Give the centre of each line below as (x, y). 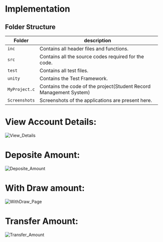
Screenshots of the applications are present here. (96, 100)
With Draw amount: (45, 188)
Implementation (38, 9)
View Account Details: (51, 122)
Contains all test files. (64, 70)
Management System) (65, 92)
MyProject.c (21, 89)
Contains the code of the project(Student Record (95, 86)
